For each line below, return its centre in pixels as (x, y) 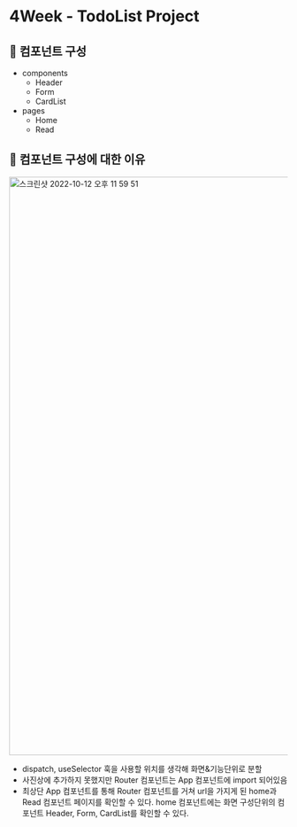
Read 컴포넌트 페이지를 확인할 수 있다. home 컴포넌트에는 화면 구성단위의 (148, 802)
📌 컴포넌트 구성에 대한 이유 (77, 160)
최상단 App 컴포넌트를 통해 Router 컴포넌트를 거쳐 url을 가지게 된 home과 (149, 791)
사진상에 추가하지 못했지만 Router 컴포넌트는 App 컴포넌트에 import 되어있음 (155, 780)
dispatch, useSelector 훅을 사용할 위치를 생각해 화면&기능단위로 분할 (142, 768)
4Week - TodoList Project (105, 16)
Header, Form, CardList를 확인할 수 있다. (117, 813)
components (45, 73)
